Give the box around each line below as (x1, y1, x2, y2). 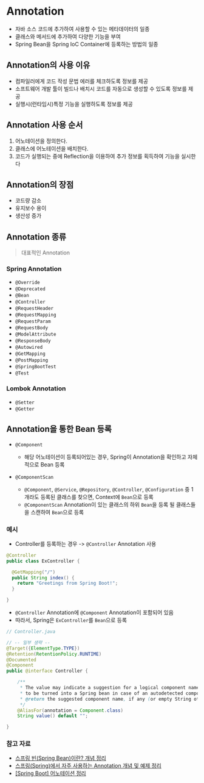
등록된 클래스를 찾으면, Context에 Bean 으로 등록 (40, 493, 154, 501)
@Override (15, 279, 41, 286)
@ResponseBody (15, 338, 51, 344)
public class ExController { (6, 558, 80, 564)
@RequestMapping (15, 312, 56, 318)
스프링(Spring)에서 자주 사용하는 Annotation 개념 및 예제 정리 (15, 762, 162, 770)
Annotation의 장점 (6, 179, 74, 190)
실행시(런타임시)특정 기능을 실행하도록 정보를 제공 (15, 100, 134, 107)
